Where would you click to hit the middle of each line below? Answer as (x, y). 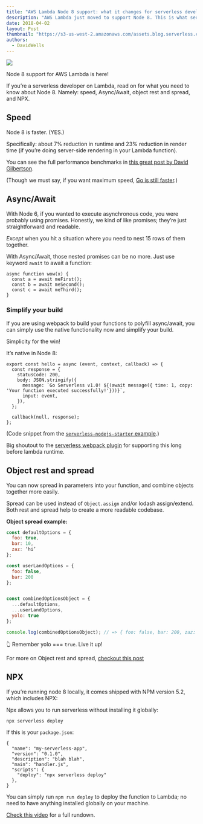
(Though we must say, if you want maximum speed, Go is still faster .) (92, 180)
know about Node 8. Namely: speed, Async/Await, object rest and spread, (98, 92)
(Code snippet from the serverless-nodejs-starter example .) (83, 433)
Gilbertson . (20, 168)
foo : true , (25, 538)
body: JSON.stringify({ (47, 380)
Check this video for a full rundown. (51, 815)
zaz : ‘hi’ (24, 549)
